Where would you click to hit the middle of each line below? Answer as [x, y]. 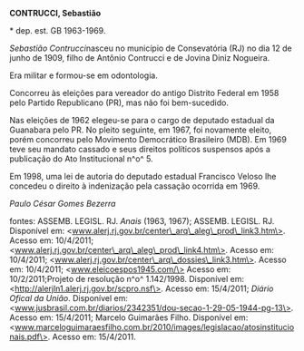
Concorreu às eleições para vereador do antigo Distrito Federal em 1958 [144, 93]
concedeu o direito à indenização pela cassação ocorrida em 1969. [135, 186]
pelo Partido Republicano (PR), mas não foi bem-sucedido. [119, 102]
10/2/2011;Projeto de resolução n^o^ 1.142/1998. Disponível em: [127, 279]
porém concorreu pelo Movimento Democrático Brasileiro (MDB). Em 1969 [148, 139]
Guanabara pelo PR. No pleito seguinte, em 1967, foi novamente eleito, [141, 130]
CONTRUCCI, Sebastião [55, 13]
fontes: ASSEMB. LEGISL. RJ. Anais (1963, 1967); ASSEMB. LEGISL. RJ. [142, 221]
